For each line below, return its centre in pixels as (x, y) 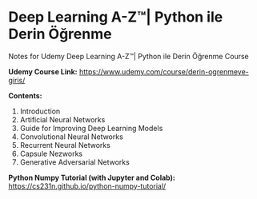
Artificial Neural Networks (62, 119)
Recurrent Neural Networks (65, 145)
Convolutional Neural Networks (72, 137)
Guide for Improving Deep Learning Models (91, 128)
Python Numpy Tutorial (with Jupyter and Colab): (92, 177)
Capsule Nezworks (51, 153)
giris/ (17, 80)
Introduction (40, 111)
